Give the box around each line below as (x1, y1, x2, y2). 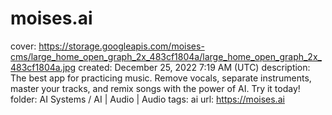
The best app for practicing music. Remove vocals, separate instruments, (10, 72, 312, 84)
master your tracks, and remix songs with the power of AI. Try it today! (10, 82, 301, 94)
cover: (10, 40, 37, 52)
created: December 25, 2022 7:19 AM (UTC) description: (78, 61, 311, 73)
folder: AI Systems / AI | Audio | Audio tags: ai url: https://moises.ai (10, 93, 285, 105)
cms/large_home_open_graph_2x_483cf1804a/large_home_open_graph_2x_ (10, 50, 322, 62)
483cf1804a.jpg (10, 61, 77, 73)
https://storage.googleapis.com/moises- (38, 40, 205, 52)
